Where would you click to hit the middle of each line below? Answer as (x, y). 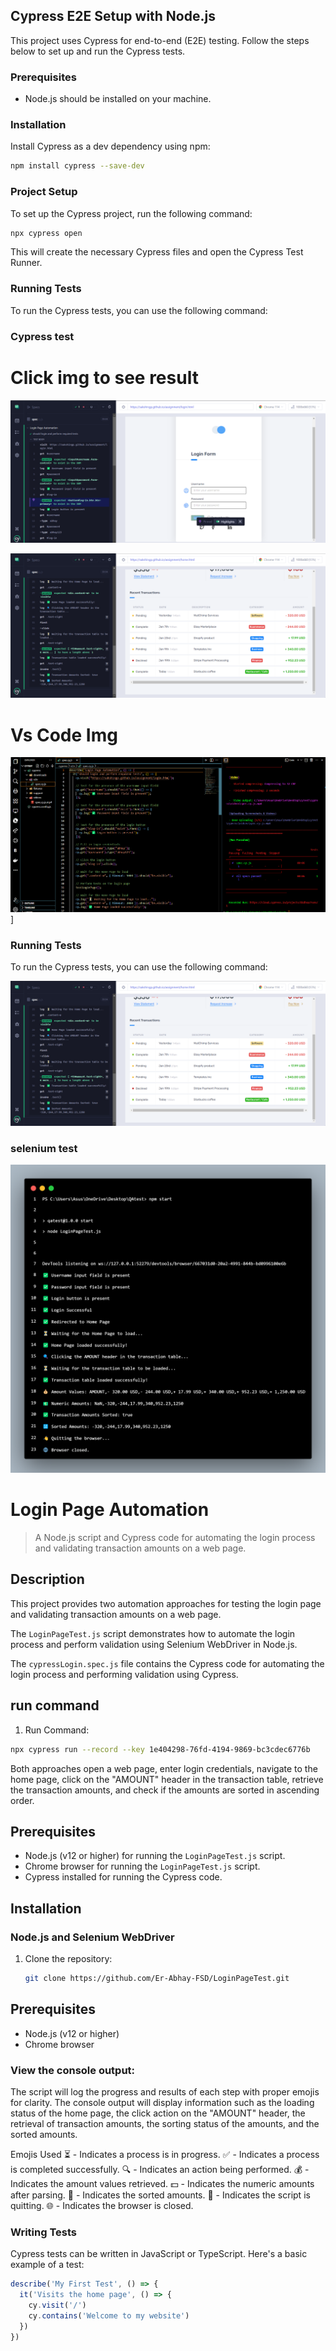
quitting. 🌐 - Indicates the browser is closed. (102, 2206)
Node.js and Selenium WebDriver (92, 1937)
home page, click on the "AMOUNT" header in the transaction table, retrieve (167, 1779)
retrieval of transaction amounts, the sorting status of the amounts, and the (165, 2124)
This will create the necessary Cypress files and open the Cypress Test (157, 252)
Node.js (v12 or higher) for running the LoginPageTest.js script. (155, 1856)
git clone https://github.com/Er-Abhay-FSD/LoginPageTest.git (157, 1979)
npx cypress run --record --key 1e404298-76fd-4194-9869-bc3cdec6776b (160, 1749)
